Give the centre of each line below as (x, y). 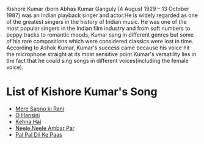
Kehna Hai (28, 121)
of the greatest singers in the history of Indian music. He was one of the (97, 22)
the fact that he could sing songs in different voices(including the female (97, 61)
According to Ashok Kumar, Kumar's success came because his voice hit (98, 48)
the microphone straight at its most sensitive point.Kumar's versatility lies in (101, 54)
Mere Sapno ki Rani (40, 109)
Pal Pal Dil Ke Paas (38, 134)
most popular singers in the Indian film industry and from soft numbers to (98, 28)
